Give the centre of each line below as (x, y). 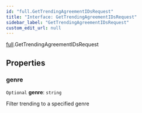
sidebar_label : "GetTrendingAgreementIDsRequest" (68, 22)
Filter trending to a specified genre (48, 104)
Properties (26, 63)
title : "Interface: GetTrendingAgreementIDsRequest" (72, 17)
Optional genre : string (34, 92)
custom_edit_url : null (34, 28)
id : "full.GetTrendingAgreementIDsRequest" (60, 11)
